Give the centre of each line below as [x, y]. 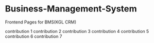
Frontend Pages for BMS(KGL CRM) [41, 22]
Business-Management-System [71, 9]
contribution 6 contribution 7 [34, 36]
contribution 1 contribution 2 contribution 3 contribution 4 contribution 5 [77, 31]
